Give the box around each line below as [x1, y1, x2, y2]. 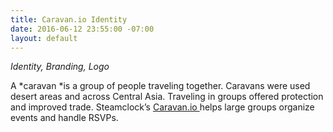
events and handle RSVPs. [10, 112, 119, 124]
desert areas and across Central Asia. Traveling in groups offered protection [10, 91, 324, 103]
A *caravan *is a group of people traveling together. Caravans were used [10, 80, 311, 92]
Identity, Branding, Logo [10, 61, 110, 73]
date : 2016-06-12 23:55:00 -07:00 [10, 24, 155, 34]
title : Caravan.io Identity [10, 14, 128, 25]
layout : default [10, 33, 78, 43]
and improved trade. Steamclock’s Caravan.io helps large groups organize [10, 101, 315, 113]
